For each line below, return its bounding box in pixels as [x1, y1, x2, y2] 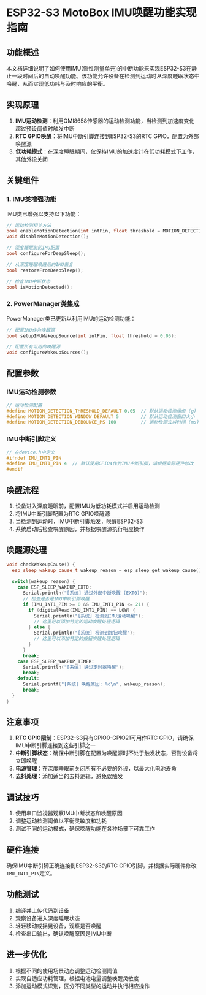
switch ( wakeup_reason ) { [12, 579, 75, 585]
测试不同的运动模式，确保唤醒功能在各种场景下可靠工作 [15, 825, 155, 833]
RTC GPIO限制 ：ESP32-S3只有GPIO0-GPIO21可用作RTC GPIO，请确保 [15, 734, 194, 742]
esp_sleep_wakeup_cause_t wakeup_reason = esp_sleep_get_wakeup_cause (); [12, 567, 204, 573]
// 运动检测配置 [6, 402, 42, 408]
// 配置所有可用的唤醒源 [6, 344, 61, 350]
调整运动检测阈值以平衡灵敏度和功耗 [15, 817, 107, 825]
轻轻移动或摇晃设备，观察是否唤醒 [15, 922, 102, 929]
